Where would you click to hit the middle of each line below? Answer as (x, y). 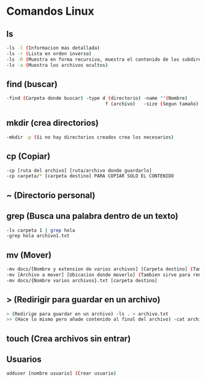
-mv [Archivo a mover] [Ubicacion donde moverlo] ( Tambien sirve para (98, 275)
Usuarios (24, 360)
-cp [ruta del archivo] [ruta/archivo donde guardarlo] (79, 170)
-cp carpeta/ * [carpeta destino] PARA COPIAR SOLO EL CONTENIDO (90, 176)
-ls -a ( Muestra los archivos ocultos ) (57, 65)
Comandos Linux (50, 11)
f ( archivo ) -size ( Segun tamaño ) (152, 104)
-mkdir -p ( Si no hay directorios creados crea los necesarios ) (90, 137)
